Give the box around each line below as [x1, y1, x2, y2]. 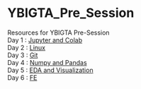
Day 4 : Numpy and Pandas [7, 58, 87, 66]
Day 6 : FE [7, 73, 38, 82]
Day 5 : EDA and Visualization [7, 66, 94, 74]
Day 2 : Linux [7, 43, 46, 52]
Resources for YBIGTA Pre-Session [7, 28, 110, 37]
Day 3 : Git [7, 51, 38, 59]
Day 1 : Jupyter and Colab [7, 35, 83, 44]
